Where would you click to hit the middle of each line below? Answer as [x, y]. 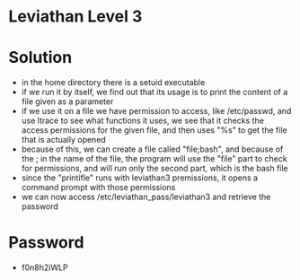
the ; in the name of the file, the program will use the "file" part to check [154, 159]
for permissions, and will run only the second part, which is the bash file [154, 169]
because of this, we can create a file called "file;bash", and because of [152, 149]
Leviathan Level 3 [75, 17]
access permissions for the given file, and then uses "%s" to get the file [154, 130]
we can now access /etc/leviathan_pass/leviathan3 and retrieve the [146, 197]
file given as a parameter [67, 101]
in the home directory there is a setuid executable [113, 83]
